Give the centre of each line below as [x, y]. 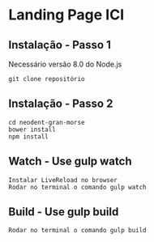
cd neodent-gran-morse [47, 122]
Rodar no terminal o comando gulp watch [78, 187]
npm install [28, 136]
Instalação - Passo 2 [61, 104]
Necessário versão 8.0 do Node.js [65, 64]
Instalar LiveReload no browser [63, 180]
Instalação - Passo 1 [60, 45]
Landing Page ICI [66, 15]
